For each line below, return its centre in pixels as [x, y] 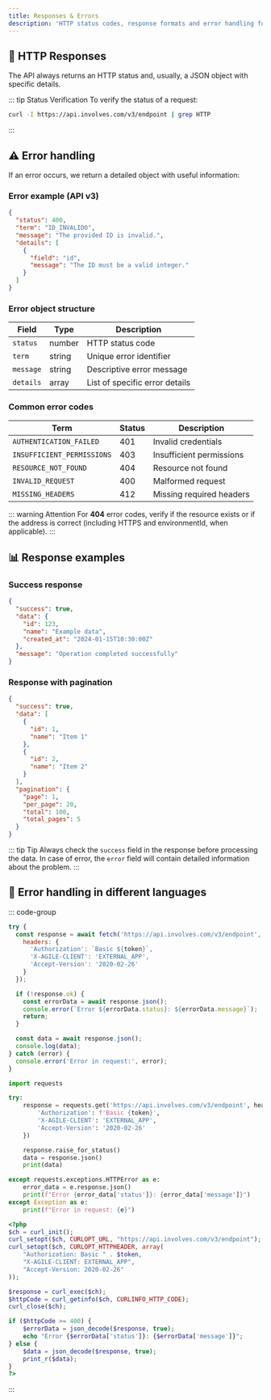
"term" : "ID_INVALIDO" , [55, 228]
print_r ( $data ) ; [50, 1359]
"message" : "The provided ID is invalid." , [90, 235]
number [64, 343]
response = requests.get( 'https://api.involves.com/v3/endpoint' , [137, 1106]
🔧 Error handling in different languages [108, 892]
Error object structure [52, 308]
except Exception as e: [48, 1202]
